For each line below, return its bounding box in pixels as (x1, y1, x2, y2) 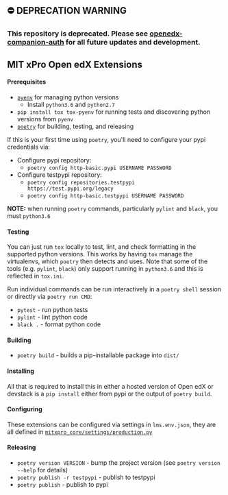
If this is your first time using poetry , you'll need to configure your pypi (7, 135, 206, 143)
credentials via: (7, 143, 50, 151)
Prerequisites (7, 77, 47, 86)
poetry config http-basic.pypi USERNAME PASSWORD (27, 165, 173, 171)
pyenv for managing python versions (16, 93, 119, 101)
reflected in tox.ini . (7, 272, 64, 280)
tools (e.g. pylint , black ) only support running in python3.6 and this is (7, 265, 203, 273)
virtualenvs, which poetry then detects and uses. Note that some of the (7, 257, 208, 265)
